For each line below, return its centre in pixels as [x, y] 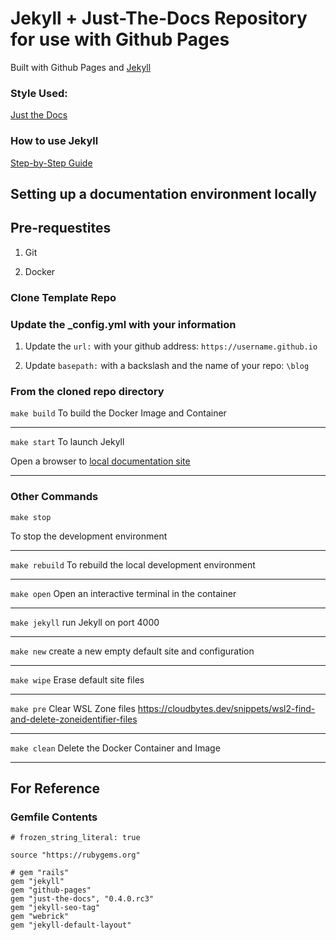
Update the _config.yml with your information [123, 324]
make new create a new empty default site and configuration [132, 651]
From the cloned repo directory [87, 391]
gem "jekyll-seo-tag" [55, 908]
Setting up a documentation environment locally [163, 193]
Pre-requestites [61, 228]
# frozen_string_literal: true [75, 838]
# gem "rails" [40, 873]
